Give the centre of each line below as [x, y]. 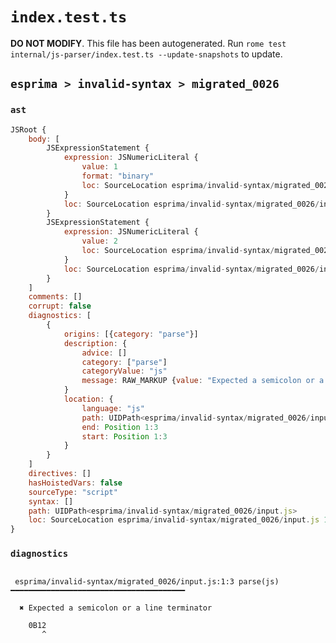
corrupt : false [60, 306]
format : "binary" [118, 176]
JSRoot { [28, 129]
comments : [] [55, 297]
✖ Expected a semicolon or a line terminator [116, 608]
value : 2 [99, 241]
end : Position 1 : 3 [120, 427]
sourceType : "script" [73, 492]
